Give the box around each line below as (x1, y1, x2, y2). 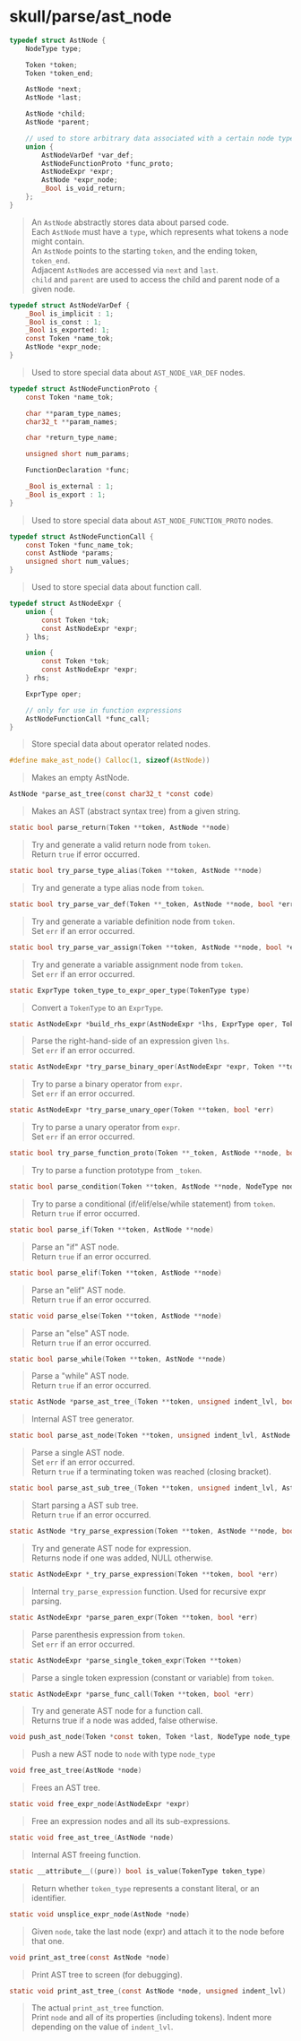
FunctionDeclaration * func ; (25, 466, 130, 475)
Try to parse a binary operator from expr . (30, 1078, 183, 1090)
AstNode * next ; (25, 85, 82, 94)
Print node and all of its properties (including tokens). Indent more (30, 2012, 272, 2023)
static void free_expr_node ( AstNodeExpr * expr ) (9, 1800, 191, 1809)
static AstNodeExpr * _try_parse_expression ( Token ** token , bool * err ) (9, 1570, 279, 1578)
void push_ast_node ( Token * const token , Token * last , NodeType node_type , (9, 1733, 295, 1742)
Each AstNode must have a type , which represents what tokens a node (30, 226, 289, 237)
